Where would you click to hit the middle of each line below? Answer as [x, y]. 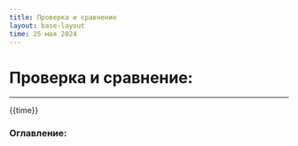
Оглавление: [38, 134]
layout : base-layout [47, 26]
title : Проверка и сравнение [63, 17]
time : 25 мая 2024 [43, 34]
